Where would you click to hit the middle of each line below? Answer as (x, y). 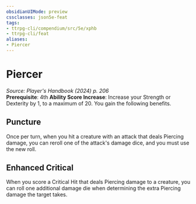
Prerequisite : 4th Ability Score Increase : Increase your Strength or (88, 97)
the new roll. (21, 149)
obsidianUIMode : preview (37, 12)
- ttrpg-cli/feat (28, 34)
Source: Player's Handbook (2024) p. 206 (58, 90)
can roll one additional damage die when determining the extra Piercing (94, 189)
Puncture (24, 122)
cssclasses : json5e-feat (37, 17)
